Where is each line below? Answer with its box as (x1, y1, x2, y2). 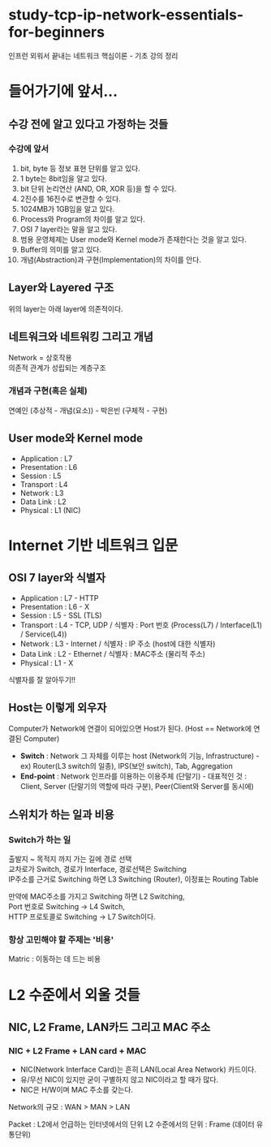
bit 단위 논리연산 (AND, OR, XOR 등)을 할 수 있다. (19, 183, 177, 193)
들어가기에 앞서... (8, 83, 118, 101)
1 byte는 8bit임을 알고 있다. (19, 173, 107, 183)
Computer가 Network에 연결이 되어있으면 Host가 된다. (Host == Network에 (8, 724, 252, 734)
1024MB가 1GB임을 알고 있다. (19, 204, 115, 213)
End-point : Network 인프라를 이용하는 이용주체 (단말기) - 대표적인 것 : (19, 771, 247, 781)
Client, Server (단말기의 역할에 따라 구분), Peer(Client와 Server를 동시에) (19, 782, 254, 791)
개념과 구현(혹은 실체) (8, 386, 88, 397)
